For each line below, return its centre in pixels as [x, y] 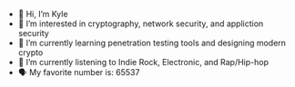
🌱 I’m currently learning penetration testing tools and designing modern [152, 43]
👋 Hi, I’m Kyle [43, 14]
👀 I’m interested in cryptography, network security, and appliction [141, 24]
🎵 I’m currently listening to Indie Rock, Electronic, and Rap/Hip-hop [143, 62]
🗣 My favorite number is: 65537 [79, 72]
